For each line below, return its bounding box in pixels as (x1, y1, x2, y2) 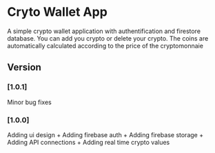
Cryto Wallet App (7, 4, 108, 20)
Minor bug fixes (7, 98, 52, 106)
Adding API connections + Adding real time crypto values (7, 138, 170, 146)
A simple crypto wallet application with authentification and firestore (7, 27, 201, 35)
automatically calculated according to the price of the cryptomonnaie (7, 41, 203, 50)
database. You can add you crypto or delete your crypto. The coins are (7, 34, 209, 42)
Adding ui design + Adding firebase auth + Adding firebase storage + (7, 130, 204, 139)
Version (7, 61, 41, 73)
